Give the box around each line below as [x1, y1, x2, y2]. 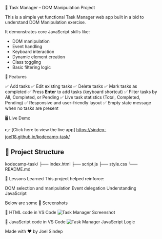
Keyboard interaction [12, 49, 55, 54]
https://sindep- [76, 127, 106, 132]
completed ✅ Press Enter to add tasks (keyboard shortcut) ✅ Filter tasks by [5, 89, 158, 95]
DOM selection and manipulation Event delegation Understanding [5, 185, 137, 191]
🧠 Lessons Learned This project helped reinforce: [5, 175, 104, 181]
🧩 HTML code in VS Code [5, 209, 57, 215]
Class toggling [12, 59, 41, 65]
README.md [5, 166, 31, 172]
